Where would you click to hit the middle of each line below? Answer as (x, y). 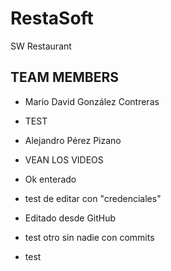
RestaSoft (52, 18)
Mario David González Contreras (92, 101)
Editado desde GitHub (70, 218)
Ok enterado (50, 179)
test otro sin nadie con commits (89, 237)
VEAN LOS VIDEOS (64, 159)
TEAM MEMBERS (65, 77)
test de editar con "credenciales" (93, 198)
